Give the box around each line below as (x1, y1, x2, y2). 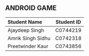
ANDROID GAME (5, 4, 57, 12)
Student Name (7, 18, 43, 25)
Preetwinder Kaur (7, 43, 48, 50)
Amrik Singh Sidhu (7, 34, 51, 41)
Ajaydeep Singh (7, 27, 44, 33)
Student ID (55, 18, 82, 25)
